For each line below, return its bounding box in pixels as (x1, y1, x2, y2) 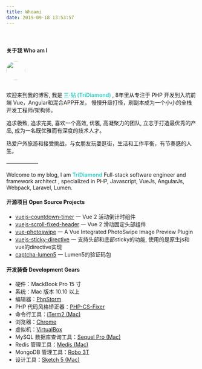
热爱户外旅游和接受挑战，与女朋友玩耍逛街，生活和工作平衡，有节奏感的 (6, 140, 186, 147)
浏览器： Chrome (15, 318, 57, 325)
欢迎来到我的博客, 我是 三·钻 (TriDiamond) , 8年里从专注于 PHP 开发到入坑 (6, 91, 191, 99)
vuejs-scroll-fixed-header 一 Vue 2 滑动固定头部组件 (15, 220, 146, 227)
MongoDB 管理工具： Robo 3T (15, 348, 90, 356)
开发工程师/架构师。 (6, 106, 56, 114)
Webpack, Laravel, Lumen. (6, 184, 73, 191)
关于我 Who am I (6, 47, 48, 54)
